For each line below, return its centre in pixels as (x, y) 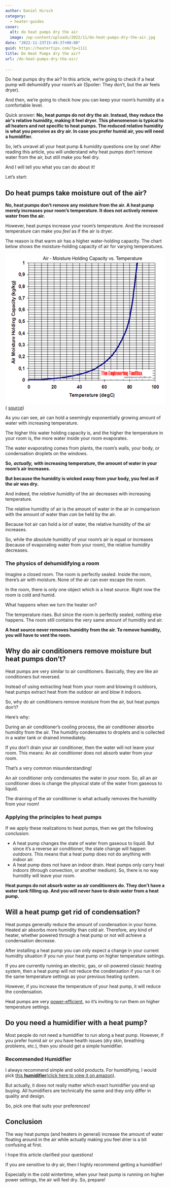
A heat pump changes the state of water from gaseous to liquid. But (83, 843)
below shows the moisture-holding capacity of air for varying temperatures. (84, 247)
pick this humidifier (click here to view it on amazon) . (60, 1075)
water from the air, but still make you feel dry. (53, 157)
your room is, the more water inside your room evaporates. (67, 438)
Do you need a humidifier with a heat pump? (76, 1023)
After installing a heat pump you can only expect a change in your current (82, 950)
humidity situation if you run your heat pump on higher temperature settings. (85, 956)
